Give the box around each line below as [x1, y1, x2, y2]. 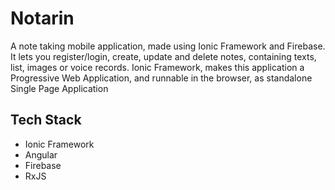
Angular [24, 148, 58, 161]
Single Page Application [10, 82, 109, 94]
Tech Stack [10, 112, 82, 129]
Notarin [10, 7, 75, 30]
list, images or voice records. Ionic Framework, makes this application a [10, 61, 305, 73]
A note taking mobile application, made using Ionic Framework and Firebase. [10, 40, 326, 52]
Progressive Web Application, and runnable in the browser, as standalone [10, 72, 313, 84]
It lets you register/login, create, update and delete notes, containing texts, [10, 50, 317, 62]
